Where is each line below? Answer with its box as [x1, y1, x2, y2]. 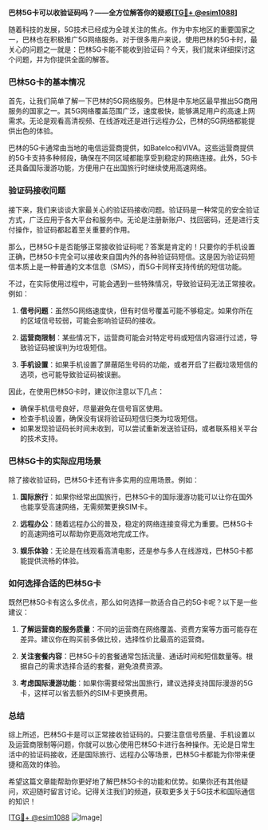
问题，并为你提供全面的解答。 [14, 55, 113, 64]
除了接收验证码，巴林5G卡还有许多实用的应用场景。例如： [8, 475, 199, 484]
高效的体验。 [22, 760, 65, 769]
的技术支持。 [19, 433, 62, 443]
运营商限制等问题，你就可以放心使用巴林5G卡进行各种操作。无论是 [14, 740, 235, 749]
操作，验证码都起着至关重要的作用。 [14, 224, 134, 234]
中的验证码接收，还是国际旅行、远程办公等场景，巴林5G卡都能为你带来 [14, 750, 249, 760]
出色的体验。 [14, 126, 57, 136]
